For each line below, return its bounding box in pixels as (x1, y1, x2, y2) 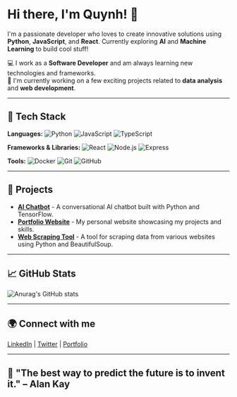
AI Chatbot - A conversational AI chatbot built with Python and (17, 202, 200, 210)
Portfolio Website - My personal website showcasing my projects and (17, 218, 222, 226)
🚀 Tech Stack (7, 111, 66, 122)
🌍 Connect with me (7, 317, 96, 329)
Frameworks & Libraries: (7, 143, 81, 151)
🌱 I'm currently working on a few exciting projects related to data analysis (7, 76, 223, 84)
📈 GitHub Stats (7, 267, 76, 279)
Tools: (7, 156, 26, 165)
